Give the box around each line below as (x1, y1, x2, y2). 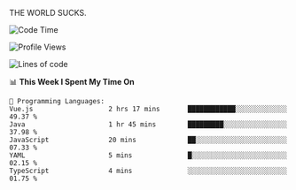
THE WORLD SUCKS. (9, 8, 87, 18)
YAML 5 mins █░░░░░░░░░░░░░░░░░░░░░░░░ (9, 151, 288, 160)
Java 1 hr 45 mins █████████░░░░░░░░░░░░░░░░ (9, 120, 288, 129)
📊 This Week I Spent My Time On (9, 77, 135, 87)
